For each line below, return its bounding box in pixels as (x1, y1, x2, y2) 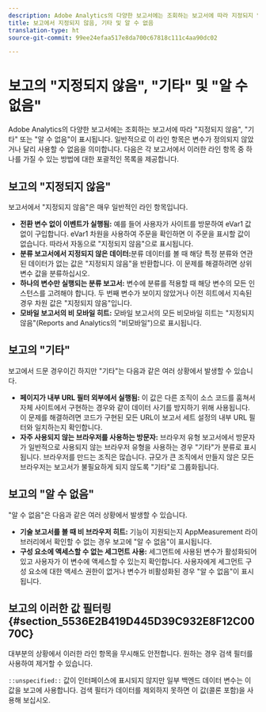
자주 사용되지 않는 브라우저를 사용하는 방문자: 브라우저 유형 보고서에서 (19, 432, 235, 442)
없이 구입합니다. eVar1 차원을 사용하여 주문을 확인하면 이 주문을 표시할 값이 (19, 229, 251, 238)
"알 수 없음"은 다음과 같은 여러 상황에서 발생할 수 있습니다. (8, 510, 188, 520)
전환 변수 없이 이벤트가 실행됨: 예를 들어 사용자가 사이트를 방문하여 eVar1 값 (19, 219, 252, 228)
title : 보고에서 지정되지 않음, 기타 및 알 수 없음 (8, 19, 154, 27)
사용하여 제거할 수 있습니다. (8, 659, 93, 668)
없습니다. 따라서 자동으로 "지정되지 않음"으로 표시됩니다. (19, 239, 194, 248)
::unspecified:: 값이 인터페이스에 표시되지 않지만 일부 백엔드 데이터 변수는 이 (8, 676, 252, 685)
